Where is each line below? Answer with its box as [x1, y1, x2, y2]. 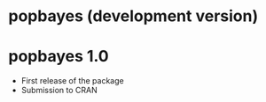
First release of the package [20, 76, 125, 86]
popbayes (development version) [8, 6, 259, 26]
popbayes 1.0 [8, 47, 110, 67]
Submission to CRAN [20, 85, 98, 96]
